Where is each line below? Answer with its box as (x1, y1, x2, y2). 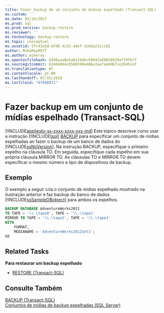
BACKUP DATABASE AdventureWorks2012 (5, 207, 80, 211)
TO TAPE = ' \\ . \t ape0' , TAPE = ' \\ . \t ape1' (5, 211, 95, 216)
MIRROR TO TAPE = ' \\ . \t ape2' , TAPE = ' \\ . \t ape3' (5, 215, 111, 221)
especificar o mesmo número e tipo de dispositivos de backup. (5, 159, 132, 165)
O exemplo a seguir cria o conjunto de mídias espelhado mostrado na (5, 186, 145, 192)
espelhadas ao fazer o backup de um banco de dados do (5, 138, 120, 144)
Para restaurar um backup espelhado (5, 261, 82, 266)
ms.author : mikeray (5, 52, 45, 58)
